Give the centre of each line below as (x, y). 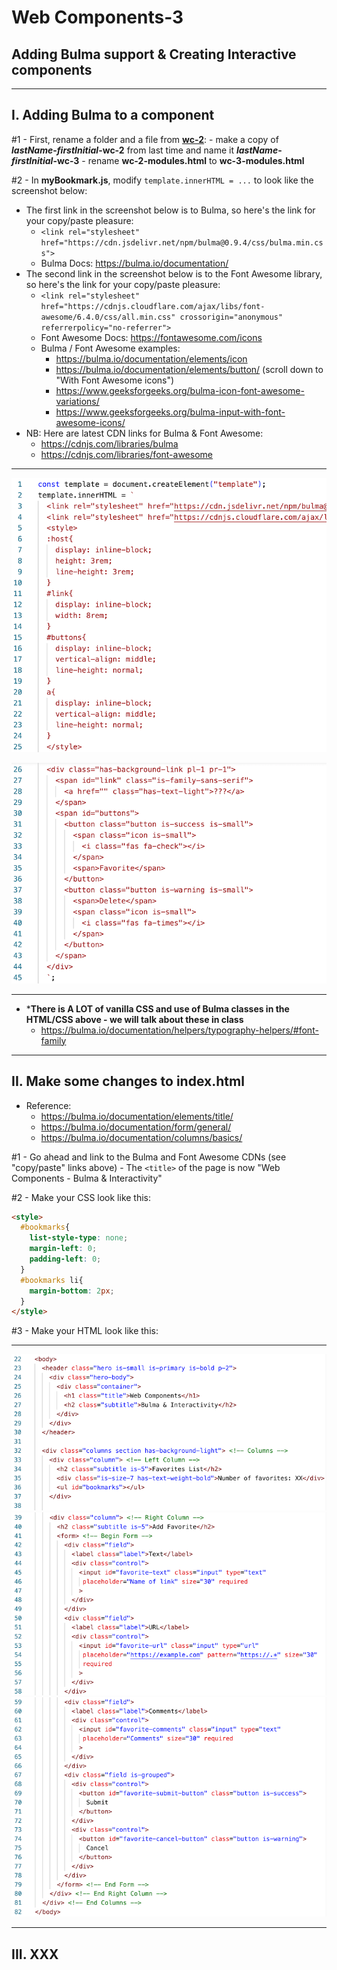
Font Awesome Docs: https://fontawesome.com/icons (151, 337)
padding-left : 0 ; (65, 1259)
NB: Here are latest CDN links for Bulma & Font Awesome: (144, 433)
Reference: (48, 1105)
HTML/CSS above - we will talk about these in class (134, 1019)
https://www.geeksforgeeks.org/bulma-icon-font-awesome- (180, 390)
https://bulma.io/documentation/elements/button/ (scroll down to (189, 369)
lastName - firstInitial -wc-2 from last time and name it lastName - (147, 150)
